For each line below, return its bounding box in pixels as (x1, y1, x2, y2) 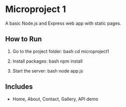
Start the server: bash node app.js (12, 68, 83, 74)
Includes (5, 82, 33, 91)
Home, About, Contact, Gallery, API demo (12, 96, 99, 102)
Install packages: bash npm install (12, 58, 83, 64)
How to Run (5, 35, 42, 43)
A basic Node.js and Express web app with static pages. (5, 20, 121, 26)
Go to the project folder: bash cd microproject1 (12, 48, 109, 54)
